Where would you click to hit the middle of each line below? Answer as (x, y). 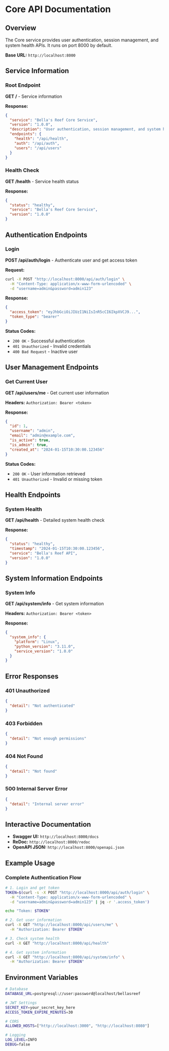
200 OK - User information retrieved (49, 474)
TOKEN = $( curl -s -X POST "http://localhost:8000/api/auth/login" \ (77, 892)
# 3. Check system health (32, 939)
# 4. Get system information (36, 952)
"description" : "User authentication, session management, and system (85, 130)
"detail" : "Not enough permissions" (48, 738)
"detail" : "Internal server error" (47, 804)
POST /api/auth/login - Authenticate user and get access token (71, 260)
